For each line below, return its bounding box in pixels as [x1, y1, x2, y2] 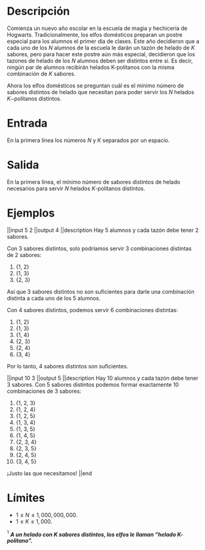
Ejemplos [7, 206, 55, 220]
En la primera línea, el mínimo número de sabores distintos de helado [7, 178, 181, 185]
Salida [7, 158, 39, 172]
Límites [7, 491, 45, 505]
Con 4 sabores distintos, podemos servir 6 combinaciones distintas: [7, 306, 178, 313]
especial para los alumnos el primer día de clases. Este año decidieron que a [7, 37, 200, 45]
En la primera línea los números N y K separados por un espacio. [7, 136, 170, 144]
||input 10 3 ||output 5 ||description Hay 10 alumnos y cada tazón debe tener [7, 374, 199, 382]
